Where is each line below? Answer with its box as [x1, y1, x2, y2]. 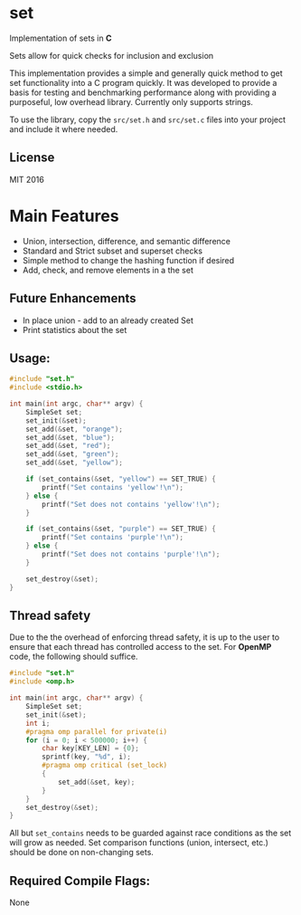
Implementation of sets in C [9, 33, 112, 43]
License [9, 150, 55, 166]
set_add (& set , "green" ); [25, 450, 119, 459]
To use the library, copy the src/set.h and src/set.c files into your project [9, 114, 287, 125]
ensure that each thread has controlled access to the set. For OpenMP [9, 642, 272, 653]
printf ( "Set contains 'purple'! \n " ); [42, 533, 183, 542]
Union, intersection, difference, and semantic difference [22, 235, 231, 246]
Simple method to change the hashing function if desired [22, 254, 235, 265]
